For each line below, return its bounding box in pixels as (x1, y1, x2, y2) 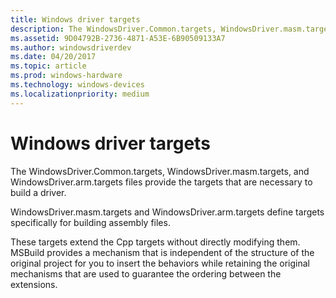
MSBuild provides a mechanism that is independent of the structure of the (10, 246, 315, 258)
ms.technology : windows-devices (10, 80, 145, 90)
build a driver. (10, 186, 67, 198)
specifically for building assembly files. (10, 216, 171, 228)
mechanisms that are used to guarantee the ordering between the (10, 267, 282, 280)
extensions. (10, 278, 58, 290)
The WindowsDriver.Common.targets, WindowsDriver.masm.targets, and (10, 165, 310, 177)
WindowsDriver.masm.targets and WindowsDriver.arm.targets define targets (10, 206, 325, 218)
